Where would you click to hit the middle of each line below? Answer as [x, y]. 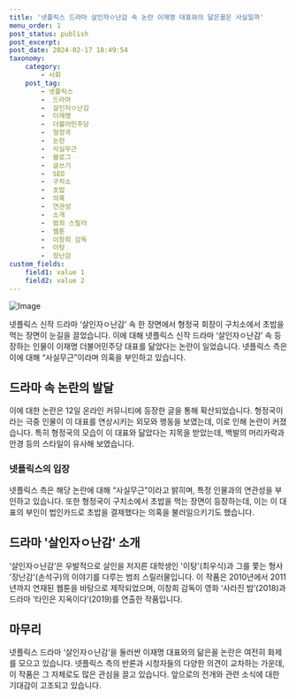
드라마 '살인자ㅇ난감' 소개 [75, 543]
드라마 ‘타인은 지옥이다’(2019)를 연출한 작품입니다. [96, 599]
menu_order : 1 [35, 26]
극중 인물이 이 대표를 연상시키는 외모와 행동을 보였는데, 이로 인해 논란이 [148, 422]
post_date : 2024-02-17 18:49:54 [68, 50]
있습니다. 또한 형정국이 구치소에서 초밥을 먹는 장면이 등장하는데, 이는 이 [155, 501]
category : [43, 67]
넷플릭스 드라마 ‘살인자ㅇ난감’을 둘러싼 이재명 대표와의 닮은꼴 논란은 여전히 [137, 652]
